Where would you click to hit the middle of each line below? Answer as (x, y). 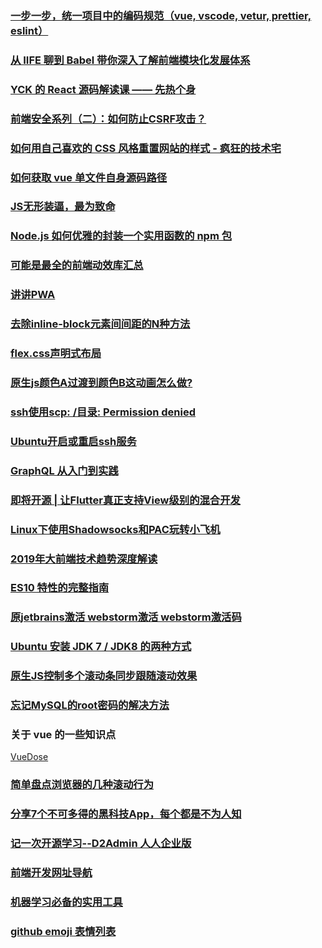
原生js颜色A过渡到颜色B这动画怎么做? (101, 382)
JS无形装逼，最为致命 (63, 207)
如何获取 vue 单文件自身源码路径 (89, 177)
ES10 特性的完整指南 (60, 588)
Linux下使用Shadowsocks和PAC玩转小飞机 (115, 529)
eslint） (29, 30)
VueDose (29, 757)
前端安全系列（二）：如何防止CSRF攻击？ (108, 119)
